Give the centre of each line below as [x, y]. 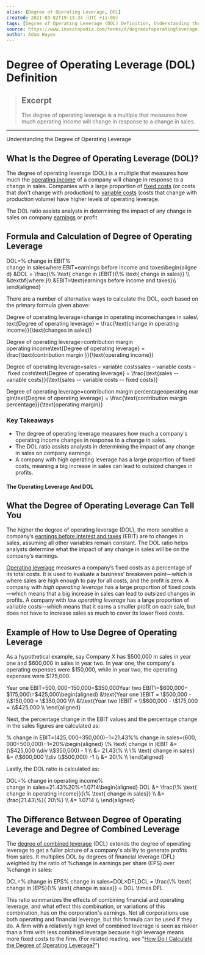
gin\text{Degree [26, 398]
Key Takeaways [30, 420]
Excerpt [36, 101]
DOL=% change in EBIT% [39, 261]
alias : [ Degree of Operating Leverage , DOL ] [64, 12]
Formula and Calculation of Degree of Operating [99, 237]
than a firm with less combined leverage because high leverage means [95, 932]
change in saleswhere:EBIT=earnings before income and [77, 267]
